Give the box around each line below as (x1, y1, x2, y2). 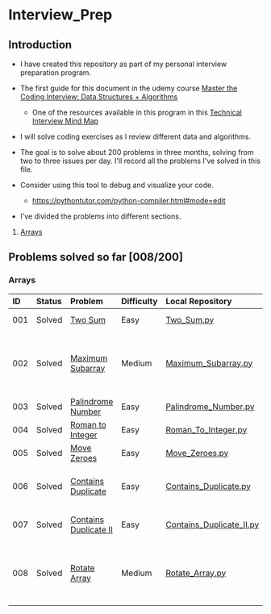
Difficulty (120, 295, 158, 307)
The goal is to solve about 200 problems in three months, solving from (19, 148, 254, 157)
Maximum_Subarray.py (165, 357, 253, 369)
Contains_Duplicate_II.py (165, 519, 260, 530)
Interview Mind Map (31, 116, 99, 126)
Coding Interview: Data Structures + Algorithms (19, 92, 178, 102)
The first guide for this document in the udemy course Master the (19, 83, 238, 93)
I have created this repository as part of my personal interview (19, 59, 227, 69)
